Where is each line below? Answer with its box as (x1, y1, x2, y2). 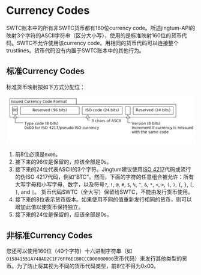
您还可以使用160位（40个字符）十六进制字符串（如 (6, 247, 133, 255)
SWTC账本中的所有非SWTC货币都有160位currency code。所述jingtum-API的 (6, 24, 196, 31)
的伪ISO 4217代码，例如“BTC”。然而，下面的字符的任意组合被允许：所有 (14, 173, 194, 181)
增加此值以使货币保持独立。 (14, 203, 84, 211)
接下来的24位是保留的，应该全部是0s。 (14, 211, 112, 218)
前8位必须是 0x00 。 (14, 151, 61, 158)
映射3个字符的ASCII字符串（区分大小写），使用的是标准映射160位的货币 (6, 31, 182, 39)
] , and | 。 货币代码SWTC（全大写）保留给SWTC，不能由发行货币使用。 (14, 188, 193, 196)
